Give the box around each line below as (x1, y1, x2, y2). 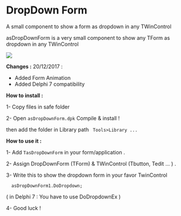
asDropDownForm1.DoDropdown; (11, 183, 83, 188)
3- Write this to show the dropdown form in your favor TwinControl (6, 171, 167, 178)
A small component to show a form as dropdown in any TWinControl (6, 23, 172, 30)
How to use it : (6, 137, 42, 144)
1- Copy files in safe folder (6, 103, 70, 110)
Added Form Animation (14, 74, 71, 81)
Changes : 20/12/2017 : (6, 63, 63, 70)
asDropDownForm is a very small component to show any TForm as (6, 34, 170, 41)
